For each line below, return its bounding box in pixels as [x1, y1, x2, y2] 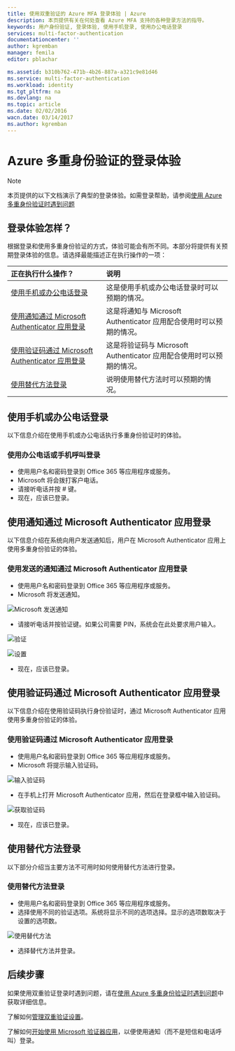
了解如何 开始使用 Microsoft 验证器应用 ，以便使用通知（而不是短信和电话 [7, 1027, 216, 1036]
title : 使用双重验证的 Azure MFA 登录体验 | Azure [7, 10, 146, 18]
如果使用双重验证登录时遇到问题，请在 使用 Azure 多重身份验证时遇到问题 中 [7, 989, 224, 997]
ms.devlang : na [7, 95, 52, 102]
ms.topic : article [7, 101, 61, 109]
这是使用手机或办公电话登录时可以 [106, 283, 219, 293]
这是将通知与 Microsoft [106, 306, 182, 316]
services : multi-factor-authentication [7, 29, 124, 37]
